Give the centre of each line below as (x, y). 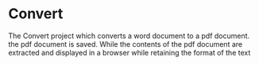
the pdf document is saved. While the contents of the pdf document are (126, 44)
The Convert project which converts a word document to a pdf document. (129, 36)
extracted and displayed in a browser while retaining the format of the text (129, 52)
